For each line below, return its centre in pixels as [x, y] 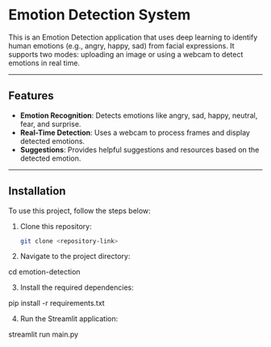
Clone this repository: [56, 226]
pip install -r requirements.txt [56, 303]
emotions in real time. [44, 63]
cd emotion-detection [44, 272]
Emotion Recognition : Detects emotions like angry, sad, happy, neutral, [139, 115]
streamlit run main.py [44, 334]
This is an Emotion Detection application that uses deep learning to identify [133, 37]
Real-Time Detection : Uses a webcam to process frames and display [135, 132]
